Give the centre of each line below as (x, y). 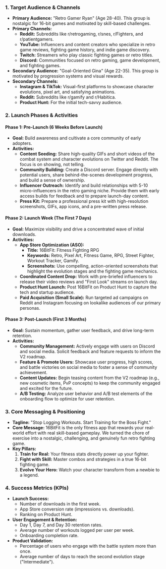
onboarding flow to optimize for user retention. (67, 398)
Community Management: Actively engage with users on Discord (87, 346)
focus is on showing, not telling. (52, 165)
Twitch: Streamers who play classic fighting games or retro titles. (86, 55)
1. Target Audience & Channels (43, 7)
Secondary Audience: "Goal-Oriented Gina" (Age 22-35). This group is (85, 71)
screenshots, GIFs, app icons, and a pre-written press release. (83, 207)
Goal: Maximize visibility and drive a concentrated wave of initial (78, 229)
